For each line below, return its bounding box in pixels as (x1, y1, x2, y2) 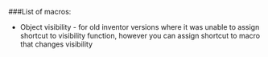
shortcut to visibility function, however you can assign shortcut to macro (19, 31, 260, 40)
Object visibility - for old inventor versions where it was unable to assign (19, 22, 260, 31)
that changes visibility (19, 39, 93, 49)
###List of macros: (8, 7, 72, 16)
